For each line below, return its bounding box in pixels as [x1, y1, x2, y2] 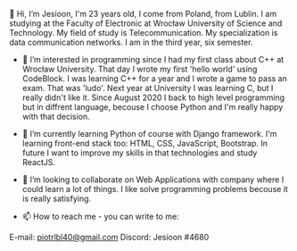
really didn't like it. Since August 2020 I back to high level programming [21, 92, 285, 103]
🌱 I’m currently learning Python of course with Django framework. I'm [21, 129, 277, 138]
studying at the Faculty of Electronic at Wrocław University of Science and [9, 18, 283, 29]
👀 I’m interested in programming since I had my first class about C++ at [21, 54, 285, 64]
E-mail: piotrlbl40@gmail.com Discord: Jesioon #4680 [9, 232, 210, 242]
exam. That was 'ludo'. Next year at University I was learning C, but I [21, 83, 274, 93]
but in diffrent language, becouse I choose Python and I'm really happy [21, 102, 284, 112]
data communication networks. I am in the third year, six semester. [9, 37, 253, 47]
